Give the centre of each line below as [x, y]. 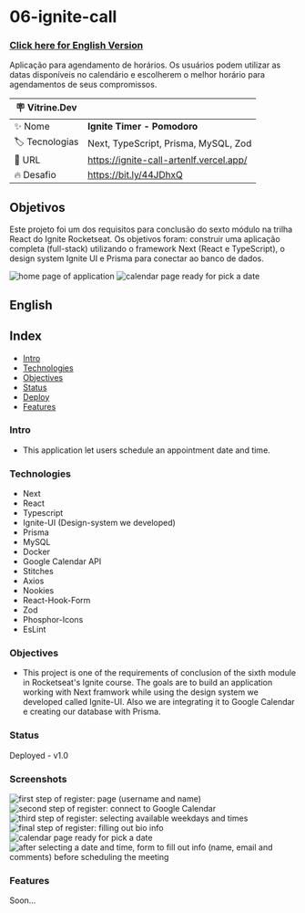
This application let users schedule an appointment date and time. [146, 450]
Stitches [38, 572]
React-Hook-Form [56, 601]
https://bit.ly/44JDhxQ [136, 175]
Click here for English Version [76, 46]
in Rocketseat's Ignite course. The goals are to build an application [147, 683]
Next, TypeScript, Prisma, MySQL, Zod [170, 143]
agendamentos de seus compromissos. [83, 85]
